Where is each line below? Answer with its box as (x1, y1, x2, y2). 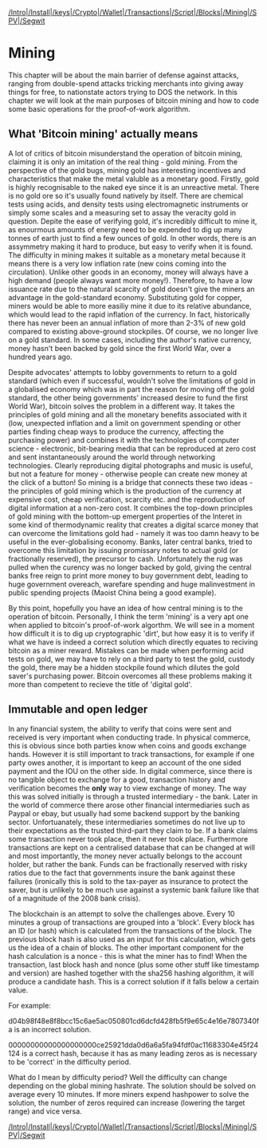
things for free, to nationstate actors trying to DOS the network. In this (8, 87, 238, 97)
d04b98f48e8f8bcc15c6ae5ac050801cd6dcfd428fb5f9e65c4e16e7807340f (8, 1016, 260, 1025)
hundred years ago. (8, 352, 73, 361)
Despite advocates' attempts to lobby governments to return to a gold (8, 367, 238, 377)
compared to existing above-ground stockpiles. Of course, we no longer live (8, 326, 259, 336)
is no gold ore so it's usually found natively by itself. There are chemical (8, 191, 244, 200)
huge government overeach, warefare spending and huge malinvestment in (8, 579, 256, 589)
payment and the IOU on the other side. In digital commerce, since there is (8, 766, 253, 775)
